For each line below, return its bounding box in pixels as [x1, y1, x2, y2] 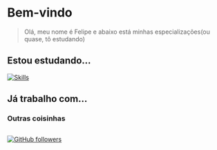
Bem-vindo [7, 5, 73, 21]
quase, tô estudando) [23, 34, 85, 43]
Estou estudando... [7, 55, 91, 67]
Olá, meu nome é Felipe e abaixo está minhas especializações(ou [23, 28, 211, 36]
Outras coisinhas [7, 114, 66, 123]
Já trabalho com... [7, 93, 88, 105]
